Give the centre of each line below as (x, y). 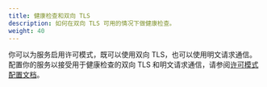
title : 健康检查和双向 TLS (49, 16)
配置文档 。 (26, 75)
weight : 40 (27, 31)
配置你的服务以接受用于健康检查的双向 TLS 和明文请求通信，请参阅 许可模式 (133, 64)
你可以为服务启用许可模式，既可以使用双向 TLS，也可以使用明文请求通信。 (132, 55)
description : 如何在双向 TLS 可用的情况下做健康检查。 (92, 23)
